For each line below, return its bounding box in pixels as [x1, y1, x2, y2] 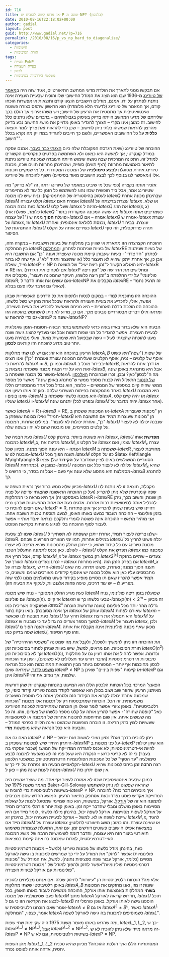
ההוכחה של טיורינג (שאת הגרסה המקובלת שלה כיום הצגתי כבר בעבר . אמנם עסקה [5, 145, 160, 151]
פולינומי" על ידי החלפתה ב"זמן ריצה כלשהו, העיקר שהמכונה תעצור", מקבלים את [5, 272, 157, 278]
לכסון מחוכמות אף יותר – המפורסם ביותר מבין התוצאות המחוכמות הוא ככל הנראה [5, 661, 160, 667]
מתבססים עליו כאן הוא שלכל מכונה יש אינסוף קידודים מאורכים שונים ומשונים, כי [5, 569, 155, 576]
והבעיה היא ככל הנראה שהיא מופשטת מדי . [5, 725, 87, 731]
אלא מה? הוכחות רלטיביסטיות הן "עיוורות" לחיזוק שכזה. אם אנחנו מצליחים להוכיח [5, 877, 159, 883]
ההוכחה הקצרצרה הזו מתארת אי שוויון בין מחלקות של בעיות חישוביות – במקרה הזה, [5, 240, 162, 246]
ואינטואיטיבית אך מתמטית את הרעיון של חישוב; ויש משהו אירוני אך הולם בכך [5, 108, 149, 114]
